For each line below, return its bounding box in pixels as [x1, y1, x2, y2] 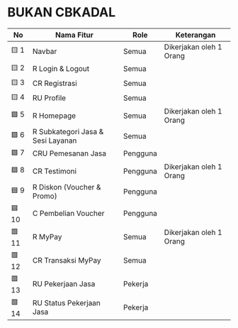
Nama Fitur [55, 30, 94, 40]
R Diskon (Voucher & [32, 182, 101, 192]
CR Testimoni [32, 166, 76, 176]
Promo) [32, 191, 58, 201]
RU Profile [32, 93, 66, 103]
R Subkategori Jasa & [32, 126, 104, 136]
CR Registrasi [32, 79, 78, 89]
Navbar [32, 46, 57, 56]
